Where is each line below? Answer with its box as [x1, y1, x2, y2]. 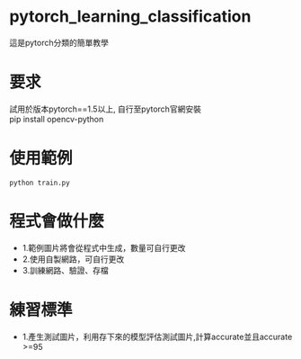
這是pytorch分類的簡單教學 [9, 37, 110, 48]
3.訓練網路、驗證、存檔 [22, 265, 110, 275]
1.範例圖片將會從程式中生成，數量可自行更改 [22, 242, 186, 253]
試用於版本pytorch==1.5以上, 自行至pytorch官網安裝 [9, 103, 202, 114]
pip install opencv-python [9, 113, 104, 124]
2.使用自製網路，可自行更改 [22, 254, 125, 265]
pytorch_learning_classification [9, 6, 252, 27]
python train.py [9, 178, 70, 187]
